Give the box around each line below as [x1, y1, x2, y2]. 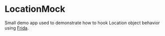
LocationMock [4, 3, 66, 15]
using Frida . [4, 25, 29, 31]
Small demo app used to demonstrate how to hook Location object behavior [4, 20, 160, 26]
